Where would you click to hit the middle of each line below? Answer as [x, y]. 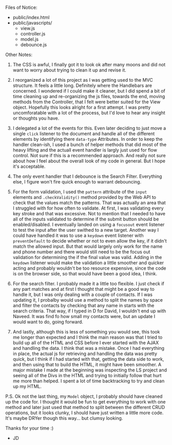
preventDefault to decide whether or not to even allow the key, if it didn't [90, 241]
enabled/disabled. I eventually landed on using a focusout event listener [89, 225]
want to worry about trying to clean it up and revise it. [70, 70]
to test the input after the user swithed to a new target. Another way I [86, 230]
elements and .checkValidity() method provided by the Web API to [84, 197]
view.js [27, 28]
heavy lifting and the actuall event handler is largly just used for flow [85, 150]
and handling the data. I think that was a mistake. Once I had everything [89, 348]
